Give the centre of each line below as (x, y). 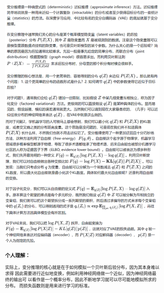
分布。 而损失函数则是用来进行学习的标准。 (48, 285)
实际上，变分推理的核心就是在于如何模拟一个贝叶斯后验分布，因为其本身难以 (82, 267)
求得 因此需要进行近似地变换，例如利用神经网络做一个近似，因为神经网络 (79, 273)
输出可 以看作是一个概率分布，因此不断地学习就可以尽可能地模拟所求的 (85, 279)
